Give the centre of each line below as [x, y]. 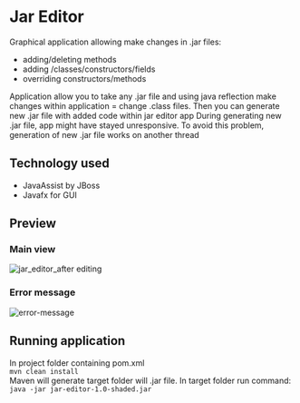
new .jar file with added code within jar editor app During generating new [146, 115]
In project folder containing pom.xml [77, 363]
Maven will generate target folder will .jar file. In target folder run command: [150, 380]
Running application [68, 341]
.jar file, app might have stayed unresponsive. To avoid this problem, [137, 125]
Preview [33, 224]
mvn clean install [44, 371]
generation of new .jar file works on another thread [104, 134]
